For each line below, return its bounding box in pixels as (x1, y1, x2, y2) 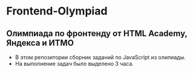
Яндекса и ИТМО (6, 37, 74, 48)
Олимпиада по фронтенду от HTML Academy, (6, 28, 188, 39)
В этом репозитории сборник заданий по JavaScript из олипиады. (15, 54, 186, 61)
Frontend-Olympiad (6, 4, 108, 18)
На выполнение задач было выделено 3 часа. (15, 60, 134, 67)
